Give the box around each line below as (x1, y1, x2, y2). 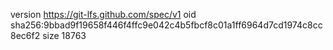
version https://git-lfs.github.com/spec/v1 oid (10, 9, 197, 20)
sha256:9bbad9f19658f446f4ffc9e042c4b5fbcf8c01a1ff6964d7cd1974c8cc (10, 19, 323, 31)
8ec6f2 (10, 30, 41, 41)
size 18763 (42, 30, 87, 41)
